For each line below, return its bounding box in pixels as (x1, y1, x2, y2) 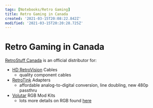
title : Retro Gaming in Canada (5, 12, 68, 16)
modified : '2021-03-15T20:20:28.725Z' (5, 20, 83, 26)
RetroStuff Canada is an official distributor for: (5, 58, 97, 63)
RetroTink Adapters (12, 77, 51, 83)
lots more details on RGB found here (19, 98, 92, 104)
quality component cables (19, 72, 72, 78)
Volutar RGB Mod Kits (12, 93, 56, 98)
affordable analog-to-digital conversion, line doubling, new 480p (19, 82, 149, 88)
